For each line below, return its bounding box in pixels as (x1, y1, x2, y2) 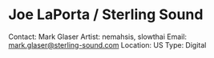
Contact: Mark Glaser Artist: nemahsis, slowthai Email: (8, 32, 187, 41)
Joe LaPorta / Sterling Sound (8, 6, 204, 24)
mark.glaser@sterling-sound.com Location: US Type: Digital (8, 40, 207, 49)
